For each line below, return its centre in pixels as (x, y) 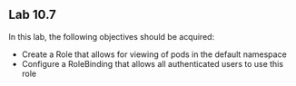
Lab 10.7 (32, 15)
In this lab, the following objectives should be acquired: (112, 36)
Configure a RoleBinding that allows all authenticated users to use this (152, 63)
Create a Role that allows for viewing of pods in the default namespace (154, 54)
